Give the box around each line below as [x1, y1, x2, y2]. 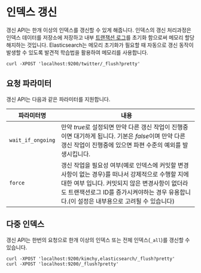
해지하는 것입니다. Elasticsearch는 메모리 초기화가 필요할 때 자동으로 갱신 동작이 [6, 41, 194, 48]
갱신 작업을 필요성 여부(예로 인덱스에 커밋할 [60, 161, 176, 169]
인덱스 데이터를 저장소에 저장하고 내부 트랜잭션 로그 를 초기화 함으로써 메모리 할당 [6, 34, 195, 41]
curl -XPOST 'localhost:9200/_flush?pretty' [6, 261, 119, 267]
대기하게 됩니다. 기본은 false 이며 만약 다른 [74, 132, 185, 140]
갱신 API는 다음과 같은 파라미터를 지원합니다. [6, 95, 111, 102]
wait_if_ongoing [9, 136, 56, 144]
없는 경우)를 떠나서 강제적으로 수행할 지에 [79, 170, 189, 178]
